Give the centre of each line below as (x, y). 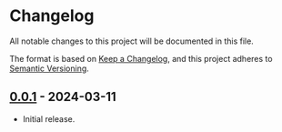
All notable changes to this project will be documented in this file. (132, 41)
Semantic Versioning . (49, 68)
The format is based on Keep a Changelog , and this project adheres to (141, 58)
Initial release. (49, 118)
